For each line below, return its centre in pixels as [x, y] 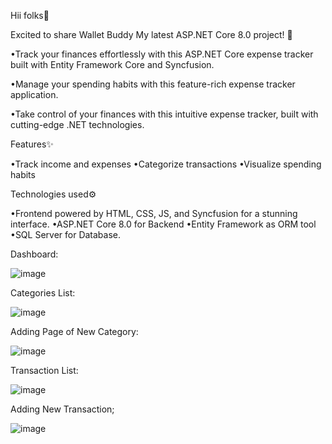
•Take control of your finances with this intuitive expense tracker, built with [164, 114]
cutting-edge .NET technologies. [77, 124]
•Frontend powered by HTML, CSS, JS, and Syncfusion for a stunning [154, 213]
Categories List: [43, 293]
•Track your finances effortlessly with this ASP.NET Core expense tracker [162, 54]
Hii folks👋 [30, 15]
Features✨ [32, 144]
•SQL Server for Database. [66, 234]
